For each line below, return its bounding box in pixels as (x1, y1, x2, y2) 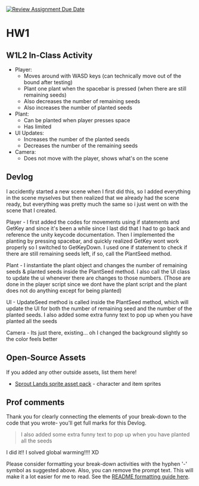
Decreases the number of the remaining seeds (23, 142, 138, 149)
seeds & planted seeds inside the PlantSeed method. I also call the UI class (6, 268, 191, 275)
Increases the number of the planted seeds (23, 136, 130, 143)
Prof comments (6, 397, 65, 408)
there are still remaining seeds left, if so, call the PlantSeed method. (6, 250, 172, 257)
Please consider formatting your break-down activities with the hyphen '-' (6, 460, 188, 468)
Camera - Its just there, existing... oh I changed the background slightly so (6, 329, 188, 336)
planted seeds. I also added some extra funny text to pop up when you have (6, 311, 193, 318)
